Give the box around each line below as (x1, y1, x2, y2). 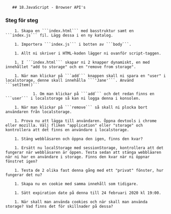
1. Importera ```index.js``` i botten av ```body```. (14, 42, 132, 47)
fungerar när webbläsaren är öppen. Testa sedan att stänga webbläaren (5, 150, 161, 155)
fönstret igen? (5, 159, 38, 164)
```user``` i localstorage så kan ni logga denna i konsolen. (5, 96, 141, 101)
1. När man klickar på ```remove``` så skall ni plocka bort (14, 105, 147, 110)
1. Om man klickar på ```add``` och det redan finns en (32, 92, 155, 97)
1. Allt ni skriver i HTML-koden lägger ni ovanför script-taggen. (14, 51, 161, 56)
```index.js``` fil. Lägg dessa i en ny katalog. (5, 33, 114, 38)
